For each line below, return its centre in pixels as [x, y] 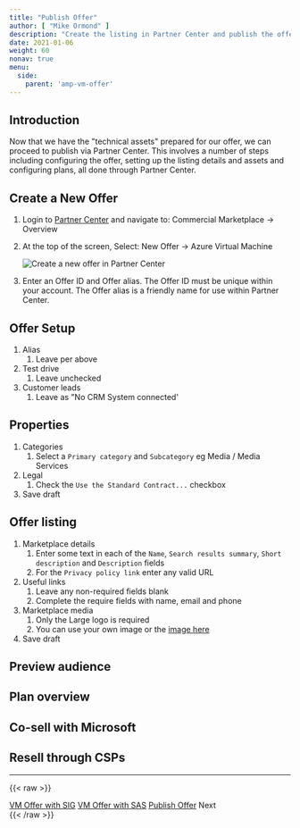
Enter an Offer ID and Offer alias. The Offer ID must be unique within [147, 281]
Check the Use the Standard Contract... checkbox [130, 484]
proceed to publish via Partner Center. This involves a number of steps [139, 151]
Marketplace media [58, 610]
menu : [19, 68]
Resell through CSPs [67, 758]
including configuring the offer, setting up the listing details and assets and [146, 161]
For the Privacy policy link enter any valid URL [125, 572]
